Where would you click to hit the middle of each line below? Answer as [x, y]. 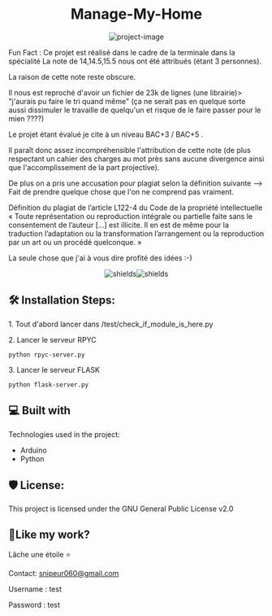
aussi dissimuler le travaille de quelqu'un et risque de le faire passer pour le [135, 110]
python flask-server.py [49, 384]
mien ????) [26, 118]
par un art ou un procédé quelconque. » [75, 242]
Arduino [33, 450]
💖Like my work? [50, 534]
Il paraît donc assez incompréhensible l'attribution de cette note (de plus [130, 150]
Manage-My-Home [136, 14]
